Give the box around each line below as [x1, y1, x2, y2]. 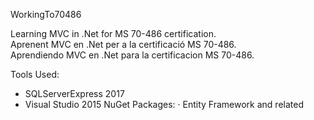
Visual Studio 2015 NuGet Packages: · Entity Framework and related [24, 99, 304, 110]
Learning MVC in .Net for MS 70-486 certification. [10, 28, 217, 39]
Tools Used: [10, 69, 60, 80]
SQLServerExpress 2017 [24, 88, 125, 99]
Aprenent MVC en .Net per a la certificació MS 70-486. [10, 39, 237, 50]
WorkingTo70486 [10, 9, 82, 20]
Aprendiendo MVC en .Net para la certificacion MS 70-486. [10, 49, 255, 61]
